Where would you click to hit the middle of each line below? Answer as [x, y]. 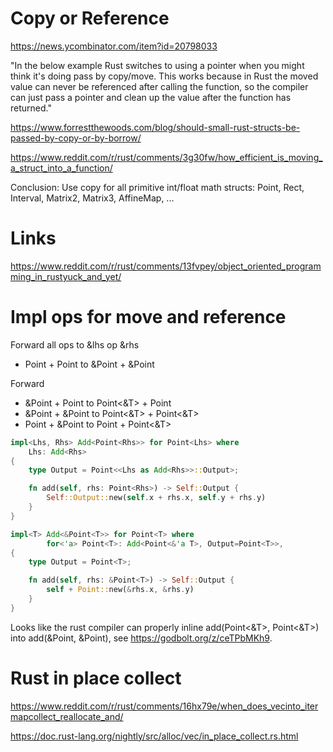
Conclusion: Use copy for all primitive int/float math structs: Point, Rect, [157, 187]
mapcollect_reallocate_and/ [67, 716]
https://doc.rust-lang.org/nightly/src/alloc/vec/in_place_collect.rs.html [154, 736]
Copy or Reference [90, 18]
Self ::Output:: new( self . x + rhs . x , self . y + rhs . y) [156, 498]
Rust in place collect [96, 678]
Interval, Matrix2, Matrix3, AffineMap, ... [92, 198]
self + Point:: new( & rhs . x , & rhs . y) [120, 590]
